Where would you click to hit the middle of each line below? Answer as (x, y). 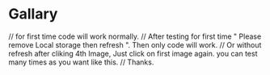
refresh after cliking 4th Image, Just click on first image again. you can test (133, 53)
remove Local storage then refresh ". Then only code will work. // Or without (135, 44)
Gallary (33, 14)
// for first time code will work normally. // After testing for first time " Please (135, 36)
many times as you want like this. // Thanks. (81, 62)
